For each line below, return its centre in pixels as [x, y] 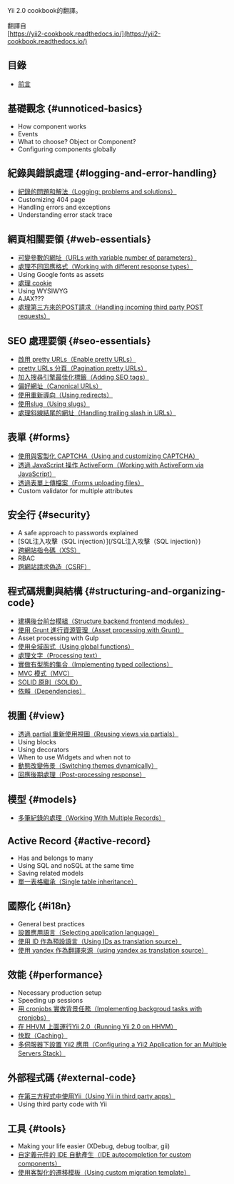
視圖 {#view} [36, 715]
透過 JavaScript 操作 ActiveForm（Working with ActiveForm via [111, 465]
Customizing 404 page [51, 200]
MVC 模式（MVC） [45, 673]
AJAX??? [31, 299]
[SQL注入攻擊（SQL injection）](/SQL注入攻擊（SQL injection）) [109, 541]
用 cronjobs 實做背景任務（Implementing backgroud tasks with [110, 1008]
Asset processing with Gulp [58, 638]
